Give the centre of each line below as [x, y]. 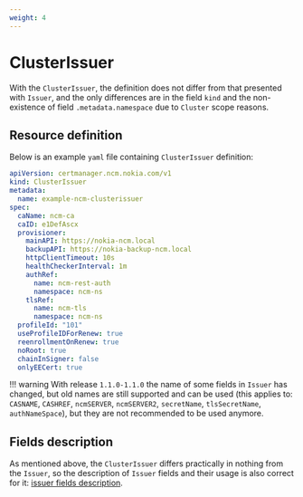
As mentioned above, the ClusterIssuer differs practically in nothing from [146, 464]
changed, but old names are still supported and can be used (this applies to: [151, 394]
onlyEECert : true [50, 368]
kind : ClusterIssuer [48, 182]
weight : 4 [28, 18]
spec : [19, 207]
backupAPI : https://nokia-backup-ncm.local [109, 250]
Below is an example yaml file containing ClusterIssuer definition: [132, 157]
